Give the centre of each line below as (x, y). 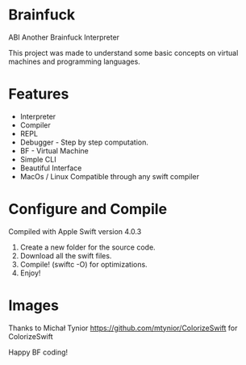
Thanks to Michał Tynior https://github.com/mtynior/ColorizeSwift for (123, 328)
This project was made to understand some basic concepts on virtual (123, 52)
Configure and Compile (88, 210)
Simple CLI (38, 159)
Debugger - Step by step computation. (84, 142)
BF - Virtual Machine (54, 150)
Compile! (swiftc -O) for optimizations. (83, 264)
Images (33, 305)
